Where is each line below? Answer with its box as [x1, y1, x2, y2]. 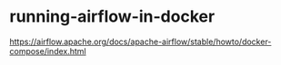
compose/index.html [9, 45, 86, 56]
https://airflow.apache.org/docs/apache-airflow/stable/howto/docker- [9, 36, 272, 47]
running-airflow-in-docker [9, 6, 216, 27]
